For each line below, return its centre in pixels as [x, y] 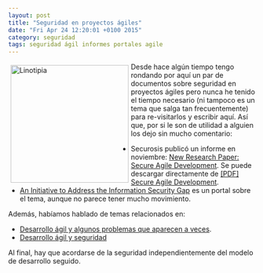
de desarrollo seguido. [44, 261]
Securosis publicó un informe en [183, 149]
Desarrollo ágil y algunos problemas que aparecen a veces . [115, 229]
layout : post [29, 15]
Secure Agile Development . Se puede [191, 166]
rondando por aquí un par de [177, 75]
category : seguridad [42, 37]
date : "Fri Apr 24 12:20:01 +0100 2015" [75, 30]
